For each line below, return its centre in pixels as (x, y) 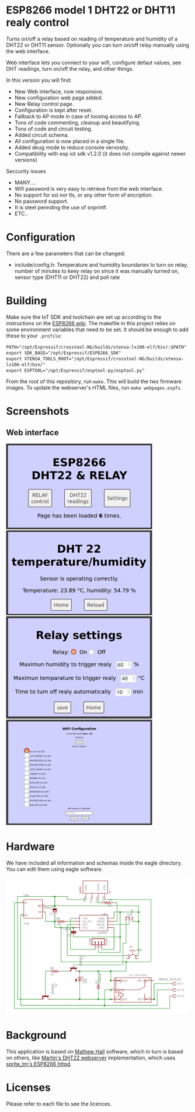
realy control (38, 23)
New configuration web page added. (59, 98)
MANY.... (25, 183)
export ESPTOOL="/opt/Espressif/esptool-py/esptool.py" (75, 370)
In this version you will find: (39, 80)
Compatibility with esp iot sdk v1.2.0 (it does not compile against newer (100, 153)
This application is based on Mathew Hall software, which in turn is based (95, 1052)
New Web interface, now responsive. (59, 91)
